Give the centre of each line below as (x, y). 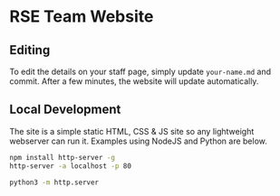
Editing (30, 50)
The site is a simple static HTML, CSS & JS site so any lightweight (132, 131)
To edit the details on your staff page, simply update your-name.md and (140, 71)
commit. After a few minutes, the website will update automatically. (134, 81)
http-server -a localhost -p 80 (70, 166)
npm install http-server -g (63, 157)
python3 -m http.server (54, 182)
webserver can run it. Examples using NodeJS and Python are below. (138, 141)
